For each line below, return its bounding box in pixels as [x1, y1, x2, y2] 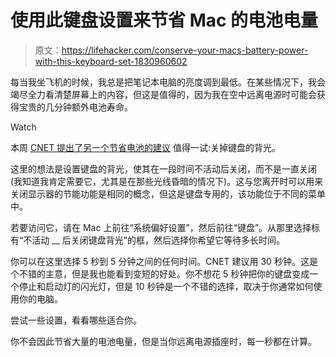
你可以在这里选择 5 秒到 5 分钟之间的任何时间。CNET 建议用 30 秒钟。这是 [10, 255, 318, 267]
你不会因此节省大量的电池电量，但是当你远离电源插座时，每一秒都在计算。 [10, 335, 317, 347]
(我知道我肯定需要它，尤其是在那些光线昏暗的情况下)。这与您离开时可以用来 [10, 175, 324, 187]
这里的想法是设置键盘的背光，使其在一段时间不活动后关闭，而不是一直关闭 [10, 162, 317, 175]
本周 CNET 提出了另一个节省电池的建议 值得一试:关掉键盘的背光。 [10, 141, 282, 153]
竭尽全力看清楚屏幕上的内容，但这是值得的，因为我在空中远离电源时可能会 [10, 88, 317, 100]
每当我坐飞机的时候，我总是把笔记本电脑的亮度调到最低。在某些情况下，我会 [10, 76, 326, 88]
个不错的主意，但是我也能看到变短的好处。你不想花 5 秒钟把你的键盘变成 [10, 267, 310, 280]
